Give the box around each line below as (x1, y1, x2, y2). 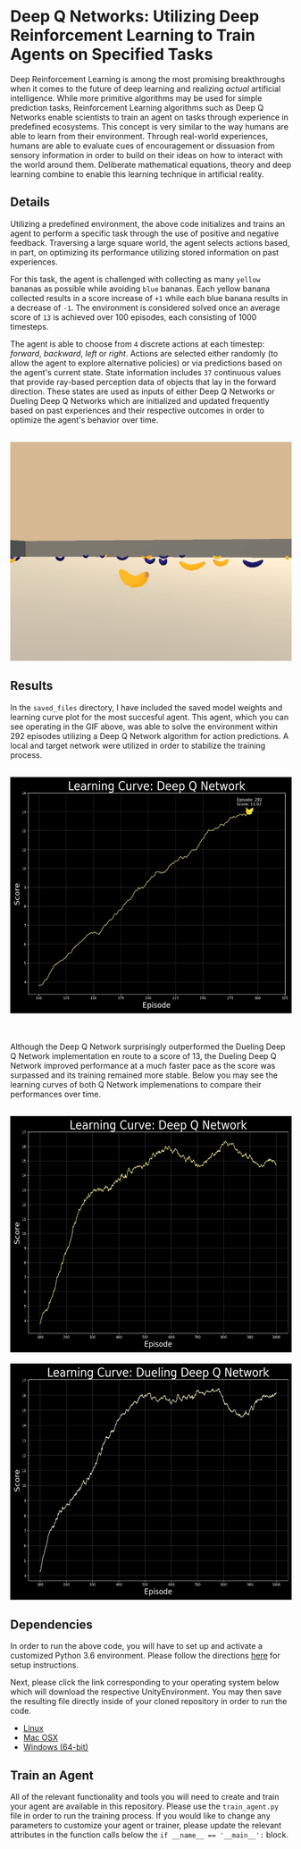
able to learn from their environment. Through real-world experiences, (10, 130, 269, 141)
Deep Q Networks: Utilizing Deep (10, 6, 260, 27)
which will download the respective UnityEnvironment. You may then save (10, 1686, 282, 1697)
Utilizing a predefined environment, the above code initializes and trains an (10, 218, 285, 229)
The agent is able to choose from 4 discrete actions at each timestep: (10, 338, 265, 349)
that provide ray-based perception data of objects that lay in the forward (10, 376, 277, 387)
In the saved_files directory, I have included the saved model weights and (10, 702, 283, 712)
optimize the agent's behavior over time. (10, 414, 159, 425)
